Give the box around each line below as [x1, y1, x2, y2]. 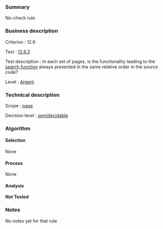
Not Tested [5, 194, 29, 200]
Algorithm [5, 125, 31, 132]
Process [5, 160, 23, 166]
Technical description [5, 91, 60, 98]
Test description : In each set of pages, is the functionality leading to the [5, 58, 155, 64]
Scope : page [5, 102, 33, 108]
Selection [5, 137, 26, 144]
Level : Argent [5, 79, 34, 85]
